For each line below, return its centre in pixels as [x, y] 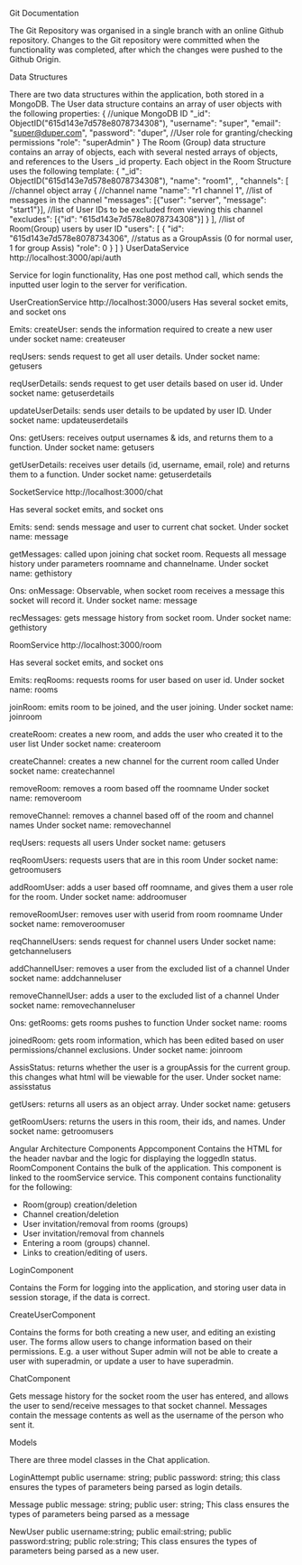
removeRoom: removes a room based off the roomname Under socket [139, 788]
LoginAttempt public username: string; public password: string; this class [145, 1477]
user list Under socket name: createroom [85, 744]
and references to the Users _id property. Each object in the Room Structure [151, 161]
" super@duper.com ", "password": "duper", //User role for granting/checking [151, 133]
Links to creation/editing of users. [85, 1252]
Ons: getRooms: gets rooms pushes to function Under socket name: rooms [148, 1023]
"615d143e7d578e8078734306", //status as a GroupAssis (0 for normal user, [151, 238]
